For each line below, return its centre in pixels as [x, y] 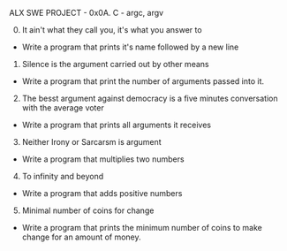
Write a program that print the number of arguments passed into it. [143, 81]
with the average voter [63, 108]
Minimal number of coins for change [88, 210]
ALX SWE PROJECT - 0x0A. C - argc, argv [87, 13]
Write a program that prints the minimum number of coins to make [142, 228]
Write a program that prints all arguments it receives [117, 125]
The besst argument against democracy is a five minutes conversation [150, 98]
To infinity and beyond [63, 176]
